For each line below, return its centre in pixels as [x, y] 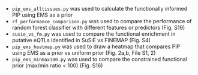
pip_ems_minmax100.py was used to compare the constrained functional [99, 59]
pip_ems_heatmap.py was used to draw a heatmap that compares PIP [96, 46]
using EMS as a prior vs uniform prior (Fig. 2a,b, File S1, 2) [84, 53]
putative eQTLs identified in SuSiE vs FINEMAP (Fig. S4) [81, 40]
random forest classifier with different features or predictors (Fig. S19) [98, 27]
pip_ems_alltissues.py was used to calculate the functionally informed [100, 9]
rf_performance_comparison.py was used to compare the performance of [102, 21]
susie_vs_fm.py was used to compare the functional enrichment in [94, 34]
